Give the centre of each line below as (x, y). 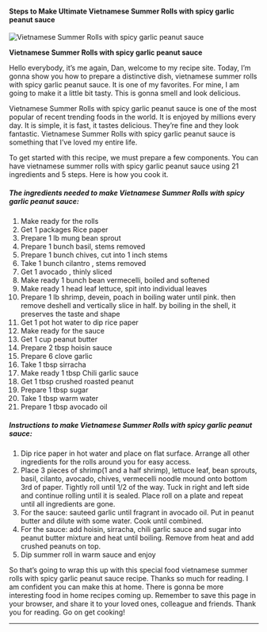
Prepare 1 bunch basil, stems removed (83, 247)
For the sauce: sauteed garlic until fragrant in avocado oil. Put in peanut (137, 513)
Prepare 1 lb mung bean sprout (71, 238)
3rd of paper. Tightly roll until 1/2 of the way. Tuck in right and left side (135, 487)
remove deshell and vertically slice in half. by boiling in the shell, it (128, 306)
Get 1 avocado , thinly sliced (66, 272)
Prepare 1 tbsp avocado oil (64, 407)
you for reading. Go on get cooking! (67, 612)
